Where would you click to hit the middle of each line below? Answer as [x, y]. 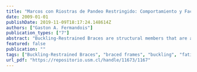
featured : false [26, 44]
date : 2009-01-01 [27, 17]
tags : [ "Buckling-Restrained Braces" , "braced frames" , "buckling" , [91, 55]
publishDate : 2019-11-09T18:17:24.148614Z [59, 22]
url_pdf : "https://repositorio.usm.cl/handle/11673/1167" [78, 60]
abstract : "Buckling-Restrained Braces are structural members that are [97, 38]
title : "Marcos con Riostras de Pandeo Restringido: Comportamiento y [94, 11]
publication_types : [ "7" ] [38, 33]
